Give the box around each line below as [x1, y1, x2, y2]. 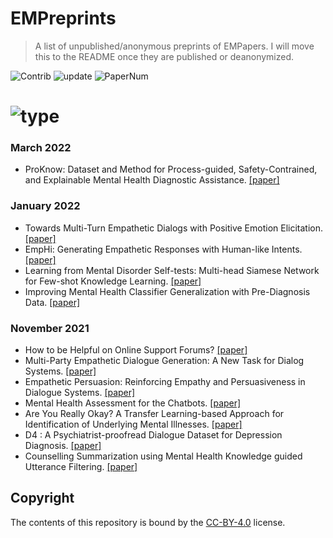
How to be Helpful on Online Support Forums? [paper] [24, 344, 248, 356]
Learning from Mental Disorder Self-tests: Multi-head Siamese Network [24, 264, 320, 276]
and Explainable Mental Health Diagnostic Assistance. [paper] [24, 174, 280, 186]
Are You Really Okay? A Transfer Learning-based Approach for [24, 408, 285, 420]
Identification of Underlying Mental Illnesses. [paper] [24, 418, 243, 431]
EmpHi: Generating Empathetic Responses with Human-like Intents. [24, 243, 303, 255]
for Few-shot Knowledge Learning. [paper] [24, 275, 202, 287]
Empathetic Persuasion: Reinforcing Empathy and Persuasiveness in [24, 376, 306, 388]
